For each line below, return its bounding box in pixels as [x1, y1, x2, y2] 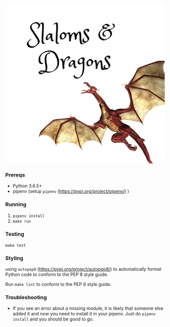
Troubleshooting [5, 294, 47, 301]
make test [5, 242, 26, 248]
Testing [5, 230, 24, 237]
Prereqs [5, 171, 25, 178]
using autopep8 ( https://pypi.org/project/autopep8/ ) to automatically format [5, 266, 162, 272]
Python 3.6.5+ [12, 183, 42, 189]
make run [12, 219, 31, 224]
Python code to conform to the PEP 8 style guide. [5, 271, 109, 277]
